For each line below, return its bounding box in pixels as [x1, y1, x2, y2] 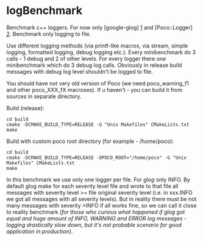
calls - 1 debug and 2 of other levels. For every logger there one [6, 55, 166, 62]
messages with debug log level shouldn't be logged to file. [6, 68, 154, 75]
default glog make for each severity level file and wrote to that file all [6, 182, 179, 189]
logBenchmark [6, 4, 82, 18]
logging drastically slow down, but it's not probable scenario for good [6, 221, 182, 228]
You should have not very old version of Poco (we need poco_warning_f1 [6, 80, 189, 87]
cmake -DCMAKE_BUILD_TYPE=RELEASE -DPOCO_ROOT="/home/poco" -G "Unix [6, 155, 187, 161]
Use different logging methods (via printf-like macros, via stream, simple [6, 42, 188, 49]
